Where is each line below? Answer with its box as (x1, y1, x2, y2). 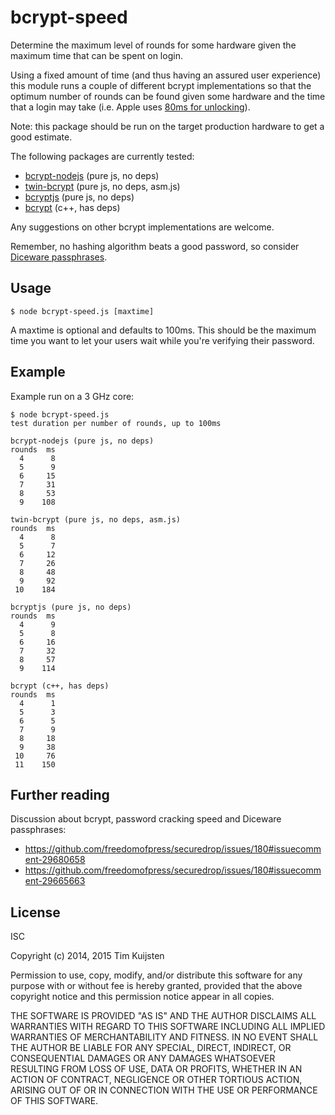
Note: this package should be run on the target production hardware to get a (10, 120, 325, 132)
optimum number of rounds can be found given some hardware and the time (10, 90, 326, 102)
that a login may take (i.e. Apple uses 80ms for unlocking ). (10, 101, 251, 113)
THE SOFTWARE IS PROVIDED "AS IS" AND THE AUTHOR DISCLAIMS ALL (10, 1010, 317, 1022)
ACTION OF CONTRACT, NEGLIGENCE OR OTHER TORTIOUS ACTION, (10, 1074, 303, 1086)
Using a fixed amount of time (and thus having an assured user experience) (10, 69, 322, 81)
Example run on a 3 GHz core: (10, 390, 135, 402)
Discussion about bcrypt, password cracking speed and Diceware (10, 813, 282, 825)
